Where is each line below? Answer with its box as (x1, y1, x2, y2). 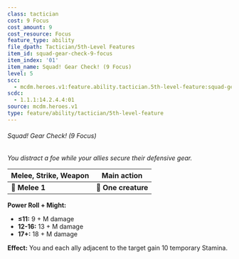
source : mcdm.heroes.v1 (7, 103, 78, 110)
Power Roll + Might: (7, 201, 66, 209)
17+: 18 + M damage (17, 229, 78, 238)
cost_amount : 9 (7, 23, 53, 31)
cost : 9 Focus (7, 17, 50, 24)
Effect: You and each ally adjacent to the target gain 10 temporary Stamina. (7, 243, 228, 252)
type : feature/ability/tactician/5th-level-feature (7, 110, 164, 117)
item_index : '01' (7, 57, 59, 64)
